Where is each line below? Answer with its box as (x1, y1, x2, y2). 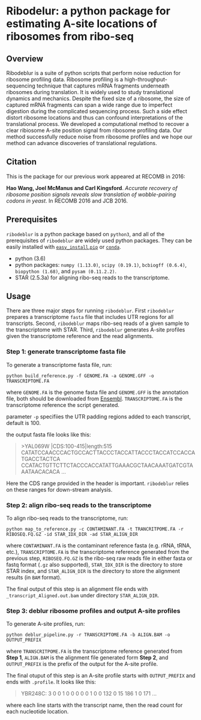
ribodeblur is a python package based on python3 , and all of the (6, 230, 165, 237)
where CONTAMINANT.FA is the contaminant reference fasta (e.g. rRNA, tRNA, (6, 542, 192, 549)
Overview (6, 53, 44, 64)
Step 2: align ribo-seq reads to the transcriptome (6, 501, 152, 509)
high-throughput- (124, 76, 168, 83)
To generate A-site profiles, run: (6, 620, 85, 628)
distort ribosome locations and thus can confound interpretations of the (6, 114, 183, 121)
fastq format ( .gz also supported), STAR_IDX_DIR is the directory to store (6, 561, 183, 568)
